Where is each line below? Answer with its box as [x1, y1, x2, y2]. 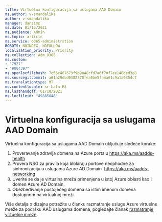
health [12, 156, 25, 161]
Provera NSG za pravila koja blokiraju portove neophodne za [12, 161, 134, 166]
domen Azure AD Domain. [12, 182, 65, 187]
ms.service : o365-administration [5, 39, 73, 44]
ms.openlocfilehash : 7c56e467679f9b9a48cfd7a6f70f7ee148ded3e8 [5, 71, 137, 76]
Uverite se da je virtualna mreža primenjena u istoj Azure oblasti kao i [12, 176, 152, 182]
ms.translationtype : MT [5, 80, 54, 84]
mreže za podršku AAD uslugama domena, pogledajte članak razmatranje [5, 206, 154, 212]
